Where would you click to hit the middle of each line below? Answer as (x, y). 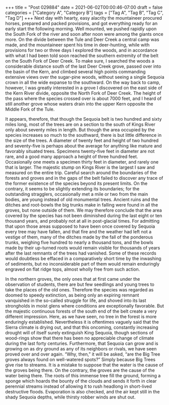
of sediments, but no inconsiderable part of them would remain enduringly (82, 264)
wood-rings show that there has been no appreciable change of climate (80, 338)
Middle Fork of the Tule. (30, 109)
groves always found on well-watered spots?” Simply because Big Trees (80, 360)
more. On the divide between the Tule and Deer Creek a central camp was (82, 39)
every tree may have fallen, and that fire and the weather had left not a (78, 232)
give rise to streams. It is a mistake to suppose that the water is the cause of (84, 365)
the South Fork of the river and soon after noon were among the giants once (84, 34)
